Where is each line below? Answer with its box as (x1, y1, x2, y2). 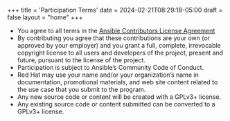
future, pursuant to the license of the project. (17, 56, 145, 64)
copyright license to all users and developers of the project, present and (17, 48, 224, 57)
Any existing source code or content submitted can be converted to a (17, 100, 216, 108)
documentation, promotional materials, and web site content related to (17, 78, 218, 86)
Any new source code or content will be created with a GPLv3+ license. (17, 93, 222, 101)
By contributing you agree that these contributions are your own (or (17, 34, 210, 42)
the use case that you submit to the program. (17, 86, 146, 93)
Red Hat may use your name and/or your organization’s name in (17, 71, 199, 79)
